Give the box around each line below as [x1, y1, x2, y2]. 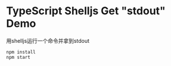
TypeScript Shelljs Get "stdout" [6, 4, 166, 18]
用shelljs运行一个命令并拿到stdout [6, 37, 90, 44]
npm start [6, 54, 31, 60]
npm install [6, 49, 36, 55]
